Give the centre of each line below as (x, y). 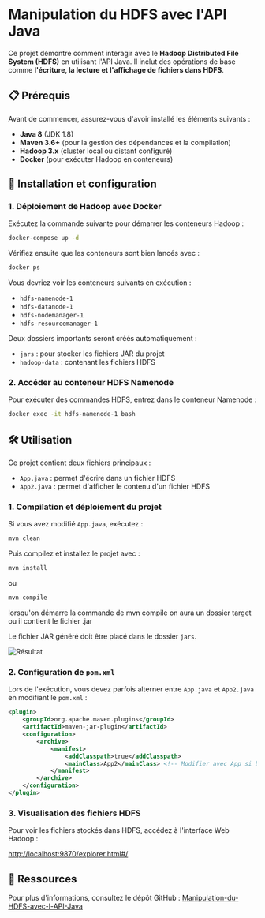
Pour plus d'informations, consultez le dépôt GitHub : (94, 898)
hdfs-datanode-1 (46, 307)
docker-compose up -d (44, 238)
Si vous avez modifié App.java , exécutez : (76, 524)
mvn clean (24, 538)
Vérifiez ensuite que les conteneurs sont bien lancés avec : (104, 253)
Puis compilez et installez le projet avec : (74, 553)
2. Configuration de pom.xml (62, 673)
